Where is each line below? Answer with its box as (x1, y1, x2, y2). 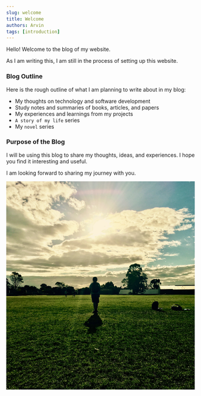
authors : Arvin (6, 22, 44, 28)
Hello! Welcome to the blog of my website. (6, 45, 111, 53)
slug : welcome (6, 10, 42, 16)
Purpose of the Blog (6, 138, 65, 146)
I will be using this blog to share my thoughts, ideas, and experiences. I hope (6, 151, 195, 159)
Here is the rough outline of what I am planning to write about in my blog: (6, 86, 186, 93)
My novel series (14, 123, 54, 130)
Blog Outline (6, 72, 43, 81)
